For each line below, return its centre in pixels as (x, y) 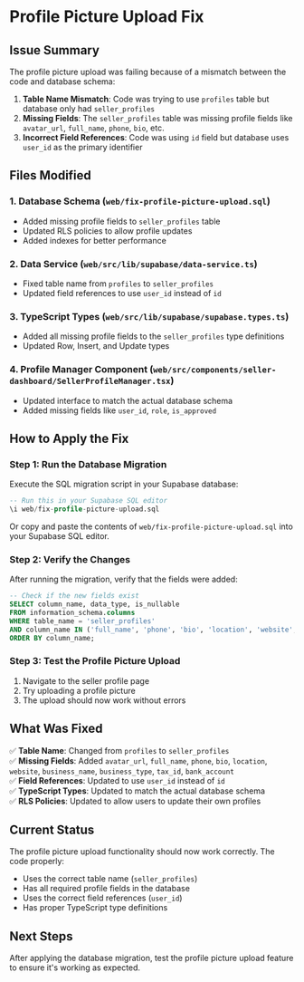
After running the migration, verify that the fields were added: (123, 579)
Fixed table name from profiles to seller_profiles (118, 284)
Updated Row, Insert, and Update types (96, 346)
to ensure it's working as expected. (75, 968)
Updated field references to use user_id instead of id (122, 293)
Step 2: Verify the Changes (70, 559)
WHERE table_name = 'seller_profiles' (82, 621)
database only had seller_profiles (89, 109)
